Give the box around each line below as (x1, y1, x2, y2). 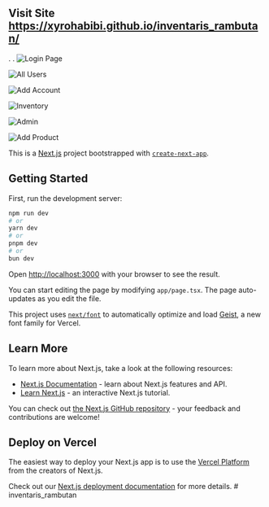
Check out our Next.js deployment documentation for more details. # (8, 482, 239, 492)
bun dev (8, 254, 35, 263)
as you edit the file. (37, 293, 102, 304)
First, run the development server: (8, 193, 123, 203)
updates (8, 293, 37, 304)
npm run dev (8, 209, 49, 217)
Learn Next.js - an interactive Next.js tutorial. (20, 387, 171, 397)
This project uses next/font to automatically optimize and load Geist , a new (8, 309, 262, 319)
